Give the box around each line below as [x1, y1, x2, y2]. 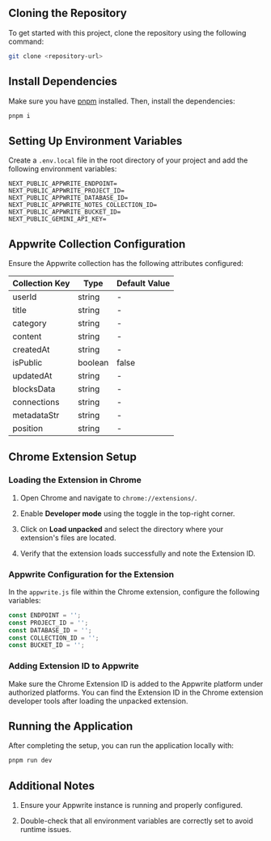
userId [12, 291, 37, 302]
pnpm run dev [8, 756, 53, 765]
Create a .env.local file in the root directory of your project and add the [8, 155, 248, 165]
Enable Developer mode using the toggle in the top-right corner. [19, 509, 235, 518]
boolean [78, 357, 109, 368]
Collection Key [12, 278, 70, 289]
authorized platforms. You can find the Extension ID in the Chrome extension [8, 687, 264, 697]
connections [12, 396, 60, 408]
